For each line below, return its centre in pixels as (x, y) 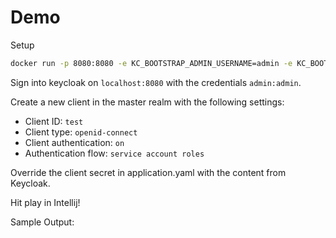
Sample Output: (42, 222)
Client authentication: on (74, 142)
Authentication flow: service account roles (114, 153)
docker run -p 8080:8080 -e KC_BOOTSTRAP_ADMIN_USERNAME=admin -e (151, 63)
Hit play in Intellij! (45, 202)
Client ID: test (54, 121)
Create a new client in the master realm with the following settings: (147, 102)
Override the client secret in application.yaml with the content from (148, 172)
